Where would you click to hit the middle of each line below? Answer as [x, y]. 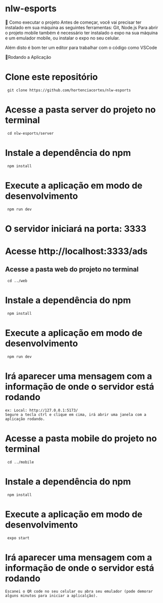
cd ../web [17, 281]
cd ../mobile [21, 462]
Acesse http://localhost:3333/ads [76, 251]
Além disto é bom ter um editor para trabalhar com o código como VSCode [81, 47]
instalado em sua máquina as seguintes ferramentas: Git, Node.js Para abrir [82, 27]
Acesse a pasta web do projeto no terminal [72, 269]
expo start [18, 538]
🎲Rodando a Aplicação [28, 57]
